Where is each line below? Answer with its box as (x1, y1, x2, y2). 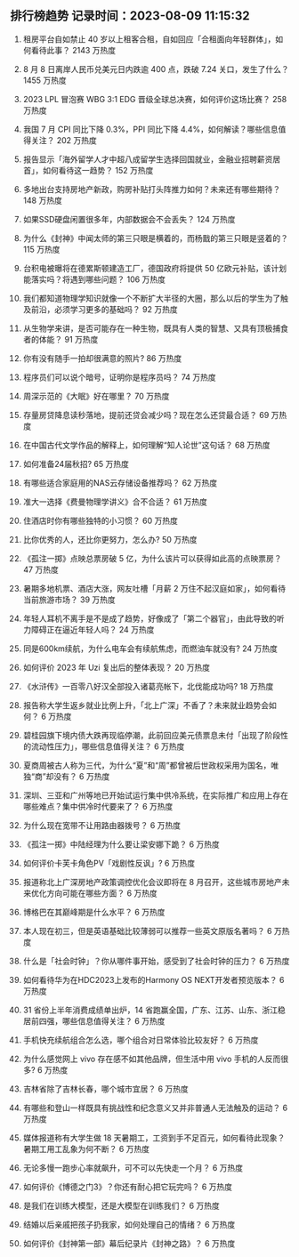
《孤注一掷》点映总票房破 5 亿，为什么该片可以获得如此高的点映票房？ (22, 552, 282, 563)
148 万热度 (22, 195, 63, 205)
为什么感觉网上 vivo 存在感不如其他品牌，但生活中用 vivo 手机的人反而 (22, 1053, 281, 1064)
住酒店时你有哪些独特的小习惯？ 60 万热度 (22, 515, 179, 526)
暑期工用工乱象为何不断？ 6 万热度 (22, 1143, 150, 1154)
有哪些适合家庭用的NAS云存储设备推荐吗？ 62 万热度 (22, 477, 218, 487)
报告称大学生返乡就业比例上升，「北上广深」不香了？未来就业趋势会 (22, 699, 270, 710)
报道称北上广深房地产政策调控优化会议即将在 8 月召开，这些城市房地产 (22, 876, 283, 887)
